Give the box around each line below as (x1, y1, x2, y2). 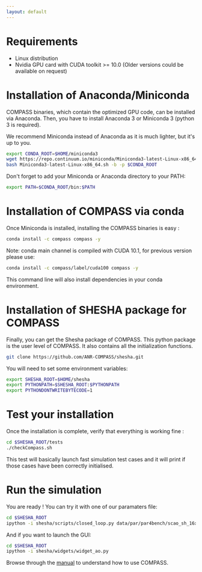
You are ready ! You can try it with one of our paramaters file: (6, 503, 158, 510)
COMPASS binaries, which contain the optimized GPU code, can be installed (6, 108, 195, 115)
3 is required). (6, 121, 41, 128)
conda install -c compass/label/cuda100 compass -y (6, 265, 138, 271)
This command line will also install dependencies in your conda (6, 276, 163, 283)
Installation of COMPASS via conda (6, 205, 185, 218)
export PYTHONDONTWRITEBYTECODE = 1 (6, 388, 93, 394)
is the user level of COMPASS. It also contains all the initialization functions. (6, 342, 194, 349)
